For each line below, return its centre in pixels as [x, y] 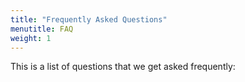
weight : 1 [31, 38]
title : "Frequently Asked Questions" [89, 19]
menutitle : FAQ [42, 29]
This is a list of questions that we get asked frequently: [123, 67]
